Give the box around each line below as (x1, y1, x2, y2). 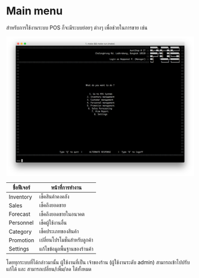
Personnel (8, 219, 34, 227)
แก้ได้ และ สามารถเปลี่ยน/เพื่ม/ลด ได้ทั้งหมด (6, 265, 92, 273)
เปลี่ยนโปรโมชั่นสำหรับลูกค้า (39, 236, 94, 243)
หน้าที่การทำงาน (51, 184, 82, 191)
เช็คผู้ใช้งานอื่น (39, 219, 67, 226)
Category (8, 228, 32, 235)
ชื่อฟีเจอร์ (13, 184, 31, 191)
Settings (8, 245, 29, 252)
